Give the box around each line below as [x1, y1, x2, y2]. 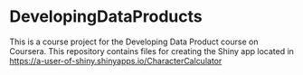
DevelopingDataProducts [9, 6, 203, 27]
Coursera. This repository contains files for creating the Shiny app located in [9, 45, 294, 56]
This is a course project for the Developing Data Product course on [9, 36, 259, 47]
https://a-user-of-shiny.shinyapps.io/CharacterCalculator [9, 55, 223, 66]
